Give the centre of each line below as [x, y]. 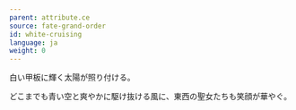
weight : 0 [28, 51]
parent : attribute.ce [50, 17]
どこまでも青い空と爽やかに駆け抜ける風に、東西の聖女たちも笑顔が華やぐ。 [151, 97]
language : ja [34, 42]
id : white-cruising [46, 34]
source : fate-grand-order [57, 26]
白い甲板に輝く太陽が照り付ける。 [72, 78]
